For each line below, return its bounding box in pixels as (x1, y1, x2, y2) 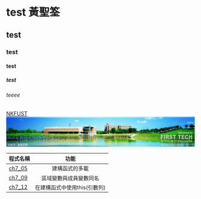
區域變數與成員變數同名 (41, 174, 100, 182)
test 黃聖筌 (6, 5, 60, 19)
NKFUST (6, 110, 28, 117)
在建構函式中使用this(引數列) (35, 183, 106, 191)
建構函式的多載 (51, 165, 89, 172)
